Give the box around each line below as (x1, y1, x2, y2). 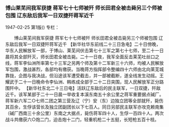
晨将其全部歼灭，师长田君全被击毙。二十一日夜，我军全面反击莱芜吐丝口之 (5, 54, 159, 60)
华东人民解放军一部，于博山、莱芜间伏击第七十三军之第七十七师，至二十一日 (5, 48, 164, 54)
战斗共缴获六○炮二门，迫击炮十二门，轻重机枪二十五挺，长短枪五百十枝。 (5, 116, 159, 122)
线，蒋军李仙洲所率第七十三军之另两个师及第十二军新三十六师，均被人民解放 (5, 60, 164, 66)
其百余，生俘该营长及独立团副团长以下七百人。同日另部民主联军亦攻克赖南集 (5, 104, 164, 110)
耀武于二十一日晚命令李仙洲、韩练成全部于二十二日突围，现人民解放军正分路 (5, 79, 164, 85)
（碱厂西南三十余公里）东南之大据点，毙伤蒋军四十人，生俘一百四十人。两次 (5, 110, 164, 116)
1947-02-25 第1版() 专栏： (5, 24, 59, 31)
